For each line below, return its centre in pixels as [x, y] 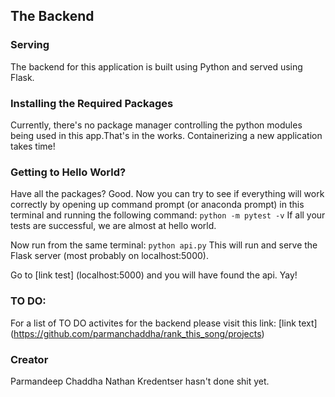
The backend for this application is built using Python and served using [156, 66]
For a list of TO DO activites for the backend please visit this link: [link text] [164, 323]
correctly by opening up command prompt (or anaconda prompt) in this [157, 205]
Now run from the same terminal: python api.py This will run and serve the [164, 245]
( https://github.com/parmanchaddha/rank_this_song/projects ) [137, 333]
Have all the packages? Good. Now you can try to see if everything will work [167, 194]
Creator [29, 359]
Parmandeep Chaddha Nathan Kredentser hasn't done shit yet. [140, 381]
